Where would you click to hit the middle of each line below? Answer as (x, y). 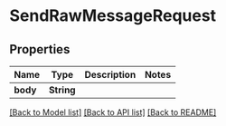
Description (110, 75)
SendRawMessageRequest (113, 16)
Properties (40, 49)
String (62, 90)
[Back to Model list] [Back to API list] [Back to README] (113, 112)
